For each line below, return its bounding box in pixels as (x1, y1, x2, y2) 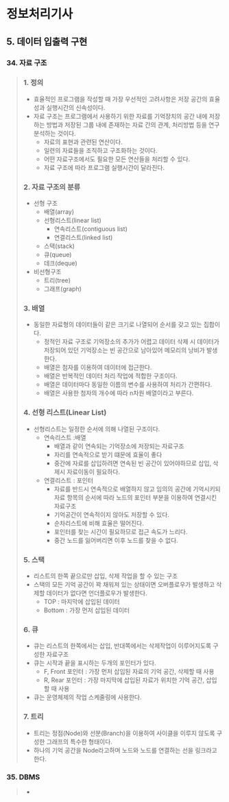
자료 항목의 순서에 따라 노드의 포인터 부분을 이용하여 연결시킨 (53, 493, 217, 501)
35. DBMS (6, 772, 40, 781)
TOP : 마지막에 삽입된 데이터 (43, 597, 121, 605)
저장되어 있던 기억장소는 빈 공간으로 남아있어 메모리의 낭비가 (43, 346, 205, 354)
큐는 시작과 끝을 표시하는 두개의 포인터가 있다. (33, 659, 156, 667)
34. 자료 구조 (6, 58, 47, 67)
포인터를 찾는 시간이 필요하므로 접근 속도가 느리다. (53, 527, 188, 535)
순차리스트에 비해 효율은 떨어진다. (53, 519, 145, 527)
